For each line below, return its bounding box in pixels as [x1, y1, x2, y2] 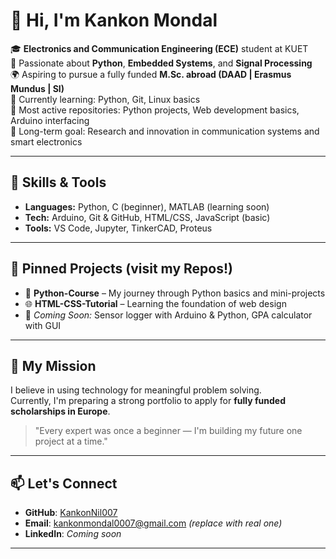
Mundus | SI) [10, 82, 65, 94]
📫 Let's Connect [10, 475, 118, 492]
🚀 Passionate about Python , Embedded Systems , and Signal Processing [10, 57, 313, 69]
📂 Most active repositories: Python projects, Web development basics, [10, 104, 300, 116]
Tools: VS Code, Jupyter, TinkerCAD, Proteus [24, 222, 213, 234]
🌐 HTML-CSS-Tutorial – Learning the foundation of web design [24, 297, 287, 309]
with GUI [24, 319, 62, 331]
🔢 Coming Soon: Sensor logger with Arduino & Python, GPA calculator [24, 309, 313, 321]
